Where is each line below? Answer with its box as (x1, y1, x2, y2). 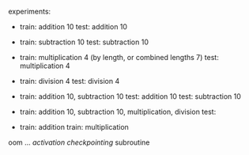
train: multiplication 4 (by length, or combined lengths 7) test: (19, 53, 219, 62)
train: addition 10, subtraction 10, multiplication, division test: (19, 107, 217, 116)
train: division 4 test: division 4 (19, 77, 120, 85)
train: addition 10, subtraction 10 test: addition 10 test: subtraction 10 (19, 92, 241, 101)
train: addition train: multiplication (19, 123, 129, 131)
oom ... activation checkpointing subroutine (8, 138, 150, 147)
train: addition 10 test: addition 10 (19, 22, 128, 31)
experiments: (8, 7, 51, 16)
